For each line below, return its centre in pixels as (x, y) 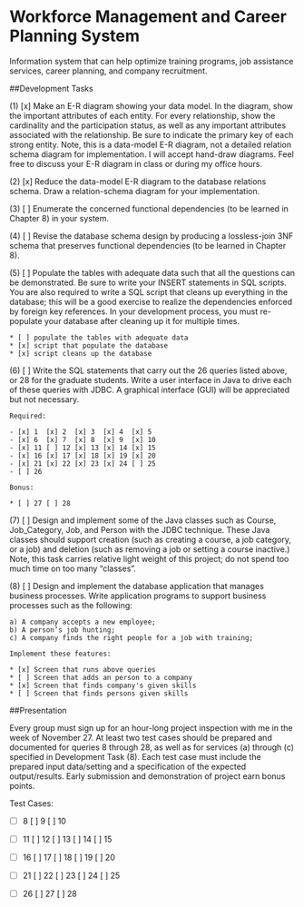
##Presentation (38, 710)
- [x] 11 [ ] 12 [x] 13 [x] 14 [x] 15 (83, 448)
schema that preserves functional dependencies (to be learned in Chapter (148, 245)
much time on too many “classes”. (73, 568)
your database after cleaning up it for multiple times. (142, 320)
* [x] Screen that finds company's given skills (103, 685)
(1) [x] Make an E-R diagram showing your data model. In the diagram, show (151, 105)
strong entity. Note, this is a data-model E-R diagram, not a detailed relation (151, 144)
